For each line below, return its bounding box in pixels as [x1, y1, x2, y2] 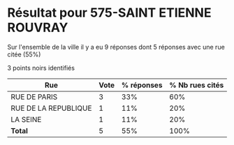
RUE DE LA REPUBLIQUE [10, 103, 92, 113]
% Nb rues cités [169, 80, 224, 90]
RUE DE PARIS [10, 92, 58, 102]
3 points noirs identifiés [7, 63, 75, 72]
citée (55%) [7, 50, 41, 59]
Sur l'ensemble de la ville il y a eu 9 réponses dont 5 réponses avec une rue [7, 43, 225, 51]
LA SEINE [10, 114, 42, 124]
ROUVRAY [7, 20, 68, 36]
